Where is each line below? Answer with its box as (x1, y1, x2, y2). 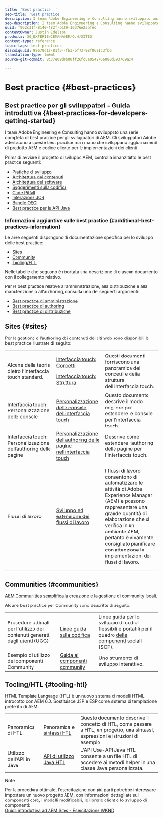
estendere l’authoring (105, 440, 154, 446)
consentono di (105, 474, 138, 480)
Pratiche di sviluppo (12, 169, 52, 175)
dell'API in (7, 756, 30, 763)
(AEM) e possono (105, 498, 145, 505)
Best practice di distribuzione (12, 308, 71, 314)
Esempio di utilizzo (7, 652, 50, 658)
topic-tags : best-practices (5, 43, 62, 48)
